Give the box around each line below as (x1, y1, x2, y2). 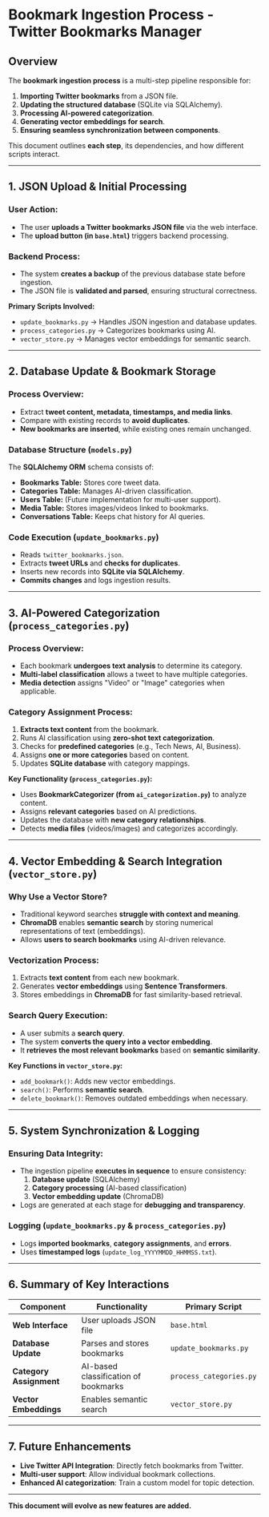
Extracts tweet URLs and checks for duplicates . (19, 558, 180, 568)
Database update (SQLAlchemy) (31, 1175, 140, 1185)
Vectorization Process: (8, 955, 100, 966)
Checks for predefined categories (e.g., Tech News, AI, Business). (19, 742, 242, 751)
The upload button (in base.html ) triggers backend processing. (19, 231, 229, 240)
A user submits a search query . (19, 1028, 126, 1038)
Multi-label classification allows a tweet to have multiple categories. (19, 669, 248, 678)
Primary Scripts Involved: (8, 301, 95, 311)
